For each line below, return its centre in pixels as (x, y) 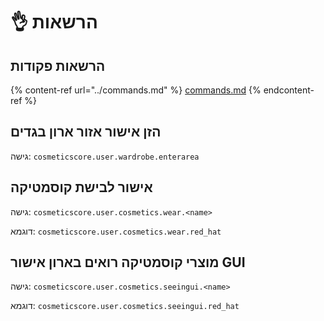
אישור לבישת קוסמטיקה (81, 187)
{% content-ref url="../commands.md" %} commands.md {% (136, 90)
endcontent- (289, 90)
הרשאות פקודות (58, 65)
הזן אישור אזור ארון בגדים (86, 132)
